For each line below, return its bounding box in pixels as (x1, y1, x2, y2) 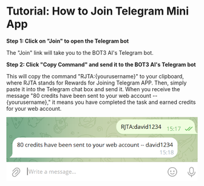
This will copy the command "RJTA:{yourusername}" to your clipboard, (6, 72, 184, 80)
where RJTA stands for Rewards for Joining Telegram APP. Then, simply (6, 79, 187, 86)
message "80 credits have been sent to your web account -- (6, 92, 158, 99)
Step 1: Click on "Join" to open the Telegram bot (6, 37, 129, 44)
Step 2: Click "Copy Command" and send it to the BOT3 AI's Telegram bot (6, 61, 196, 68)
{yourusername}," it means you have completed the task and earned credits (6, 98, 196, 106)
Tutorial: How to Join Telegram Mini (6, 4, 189, 18)
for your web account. (6, 105, 62, 112)
